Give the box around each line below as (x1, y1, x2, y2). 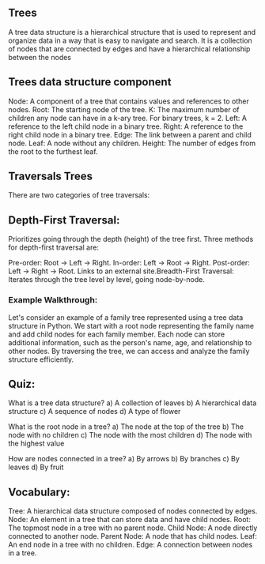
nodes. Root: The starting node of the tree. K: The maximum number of (8, 104, 240, 114)
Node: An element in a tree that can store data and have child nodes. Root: (8, 515, 252, 525)
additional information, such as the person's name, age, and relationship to (8, 337, 252, 347)
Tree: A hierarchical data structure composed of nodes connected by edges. (8, 506, 258, 516)
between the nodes (8, 52, 72, 62)
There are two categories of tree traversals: (8, 190, 150, 200)
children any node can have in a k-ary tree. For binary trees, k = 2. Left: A (8, 113, 248, 122)
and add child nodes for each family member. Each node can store (8, 329, 225, 339)
